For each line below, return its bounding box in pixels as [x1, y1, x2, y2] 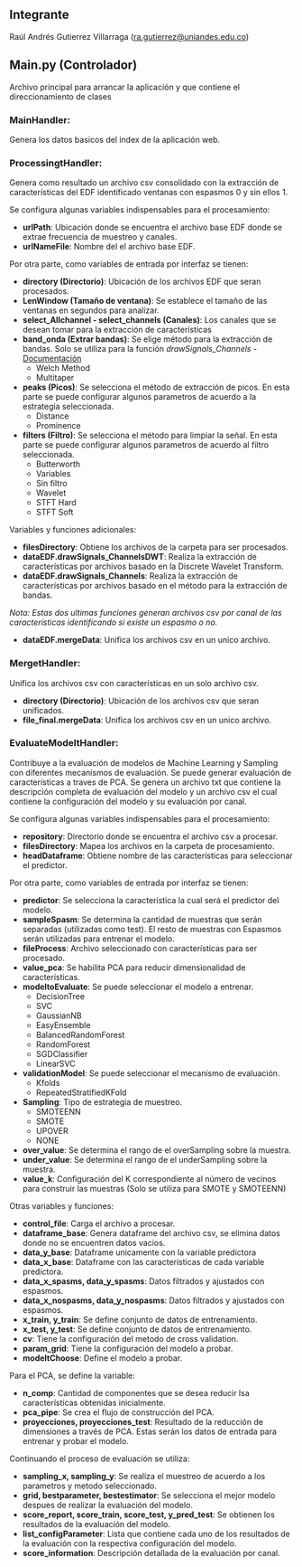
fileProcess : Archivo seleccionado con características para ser [22, 942, 258, 953]
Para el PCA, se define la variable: [9, 1370, 135, 1381]
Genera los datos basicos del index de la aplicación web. [9, 134, 221, 145]
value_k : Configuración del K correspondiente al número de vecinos [22, 1173, 277, 1184]
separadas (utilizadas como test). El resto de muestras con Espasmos [22, 923, 282, 934]
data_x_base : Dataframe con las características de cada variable [22, 1256, 265, 1267]
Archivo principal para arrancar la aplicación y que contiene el [9, 81, 241, 92]
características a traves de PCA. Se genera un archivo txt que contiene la [9, 777, 281, 788]
